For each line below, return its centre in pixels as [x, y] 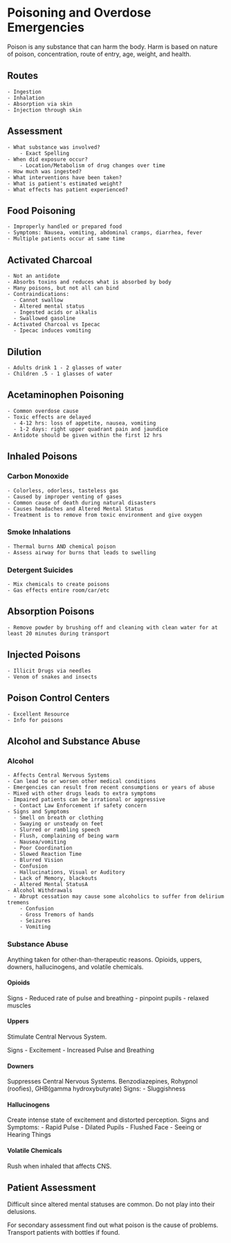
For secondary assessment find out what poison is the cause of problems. [113, 1225]
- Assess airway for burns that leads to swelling [82, 552]
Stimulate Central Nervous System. [57, 1037]
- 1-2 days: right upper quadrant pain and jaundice [91, 429]
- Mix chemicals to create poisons [58, 584]
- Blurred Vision [38, 861]
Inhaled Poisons [43, 456]
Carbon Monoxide [38, 476]
